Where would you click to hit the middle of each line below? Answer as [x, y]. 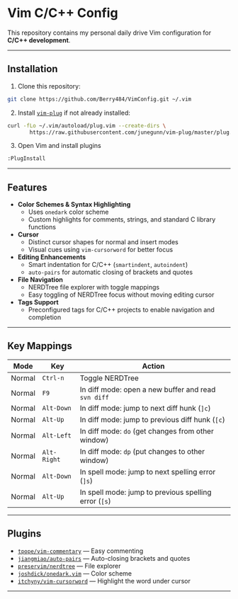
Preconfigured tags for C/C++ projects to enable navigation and [121, 310]
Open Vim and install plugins [59, 146]
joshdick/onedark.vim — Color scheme [75, 573]
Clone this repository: [49, 86]
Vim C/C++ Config [63, 13]
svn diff [95, 397]
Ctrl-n [53, 378]
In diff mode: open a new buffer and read [148, 389]
